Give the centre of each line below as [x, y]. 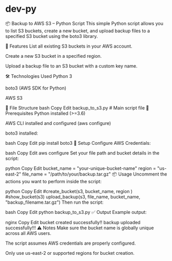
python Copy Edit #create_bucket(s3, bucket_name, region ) [69, 191]
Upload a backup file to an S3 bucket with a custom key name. [71, 66]
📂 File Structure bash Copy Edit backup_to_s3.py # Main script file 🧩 [77, 107]
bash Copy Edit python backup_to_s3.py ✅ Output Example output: [76, 212]
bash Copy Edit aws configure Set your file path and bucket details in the [82, 153]
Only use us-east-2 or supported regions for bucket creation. [70, 253]
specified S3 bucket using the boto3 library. [52, 36]
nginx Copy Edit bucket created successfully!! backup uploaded [73, 222]
